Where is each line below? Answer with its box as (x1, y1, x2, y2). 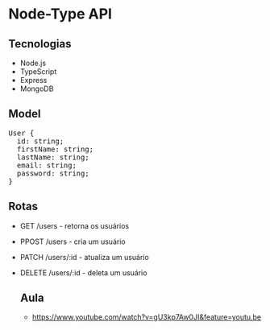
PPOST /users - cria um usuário (19, 237, 127, 246)
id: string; (16, 136, 64, 146)
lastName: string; (16, 152, 90, 162)
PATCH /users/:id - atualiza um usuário (19, 252, 149, 262)
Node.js (19, 58, 47, 68)
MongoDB (19, 84, 54, 93)
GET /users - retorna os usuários (19, 221, 130, 230)
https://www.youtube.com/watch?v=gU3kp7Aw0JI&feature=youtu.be (31, 312, 262, 322)
